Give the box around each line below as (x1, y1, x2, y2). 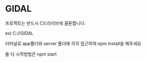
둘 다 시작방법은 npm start (5, 51, 57, 57)
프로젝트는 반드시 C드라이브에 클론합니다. (5, 20, 86, 26)
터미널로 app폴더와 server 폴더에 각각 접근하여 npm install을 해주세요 (5, 40, 142, 46)
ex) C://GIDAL (5, 30, 34, 36)
